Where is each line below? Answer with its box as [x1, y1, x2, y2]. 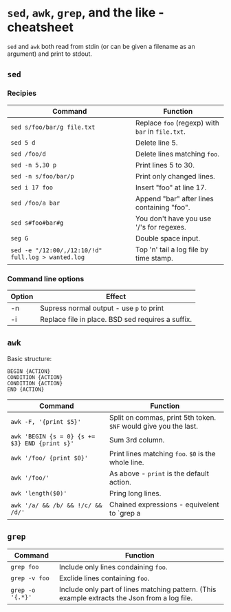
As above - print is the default [109, 469, 210, 478]
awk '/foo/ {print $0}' [10, 453, 89, 462]
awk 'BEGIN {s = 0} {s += [10, 432, 96, 440]
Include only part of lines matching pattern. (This [59, 584, 217, 594]
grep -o [10, 586, 36, 594]
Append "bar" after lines [135, 194, 214, 203]
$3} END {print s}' [10, 439, 74, 447]
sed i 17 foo [10, 183, 54, 191]
